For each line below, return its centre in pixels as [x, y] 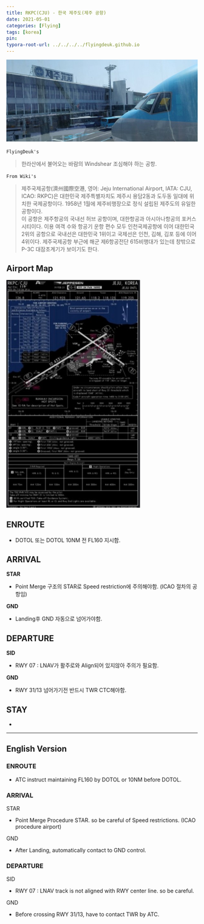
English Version [37, 749]
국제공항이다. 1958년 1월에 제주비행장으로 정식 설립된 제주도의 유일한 [114, 203]
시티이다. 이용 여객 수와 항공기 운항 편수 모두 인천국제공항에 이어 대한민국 [108, 226]
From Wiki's [21, 176]
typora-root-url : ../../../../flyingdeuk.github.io [73, 45]
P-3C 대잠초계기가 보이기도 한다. [60, 249]
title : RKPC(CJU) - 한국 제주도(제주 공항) [56, 13]
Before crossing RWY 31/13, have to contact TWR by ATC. [87, 914]
